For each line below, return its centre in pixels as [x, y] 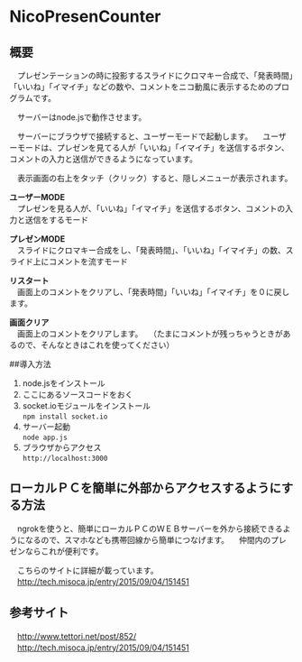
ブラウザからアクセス [62, 447]
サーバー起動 [46, 427]
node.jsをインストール [64, 383]
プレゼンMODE [37, 239]
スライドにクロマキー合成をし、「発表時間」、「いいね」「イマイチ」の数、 [151, 250]
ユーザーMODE [37, 197]
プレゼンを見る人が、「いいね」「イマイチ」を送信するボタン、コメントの [151, 208]
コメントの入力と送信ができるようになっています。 [104, 159]
